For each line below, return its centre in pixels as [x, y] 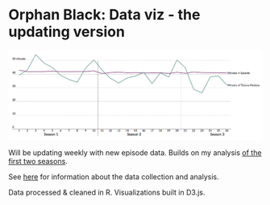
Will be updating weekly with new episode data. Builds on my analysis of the [135, 152]
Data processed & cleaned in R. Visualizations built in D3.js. [107, 192]
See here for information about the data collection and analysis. [114, 176]
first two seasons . [38, 161]
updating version [66, 32]
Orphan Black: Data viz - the [104, 15]
